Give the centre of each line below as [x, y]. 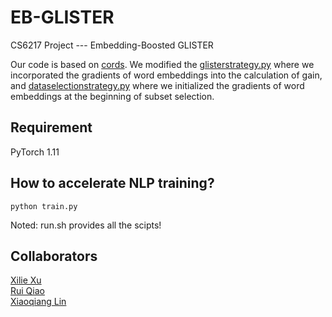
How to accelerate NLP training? [112, 183]
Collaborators [54, 256]
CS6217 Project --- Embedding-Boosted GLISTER [112, 45]
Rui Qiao [27, 291]
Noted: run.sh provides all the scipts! [86, 225]
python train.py [44, 206]
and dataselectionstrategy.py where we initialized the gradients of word [157, 85]
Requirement [51, 127]
